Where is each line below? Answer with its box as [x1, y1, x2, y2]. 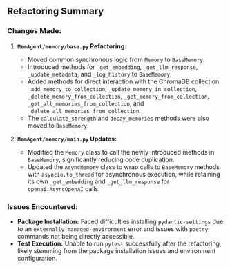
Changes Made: [7, 26, 62, 36]
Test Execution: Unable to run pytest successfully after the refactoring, [17, 239, 222, 248]
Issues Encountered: [7, 201, 78, 211]
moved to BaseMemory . [27, 121, 89, 130]
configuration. [17, 254, 57, 262]
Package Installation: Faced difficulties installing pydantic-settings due [17, 217, 224, 226]
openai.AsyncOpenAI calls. [27, 184, 100, 192]
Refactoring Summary [7, 6, 104, 17]
